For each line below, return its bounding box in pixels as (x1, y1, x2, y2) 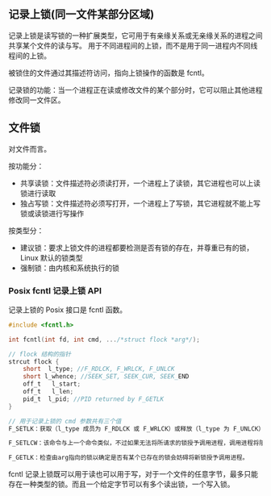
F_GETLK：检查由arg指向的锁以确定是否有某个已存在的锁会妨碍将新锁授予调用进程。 (8, 454, 248, 462)
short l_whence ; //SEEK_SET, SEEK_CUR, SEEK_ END (23, 373, 190, 381)
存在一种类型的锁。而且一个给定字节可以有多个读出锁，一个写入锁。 (8, 479, 235, 490)
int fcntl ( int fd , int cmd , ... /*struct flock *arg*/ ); (8, 336, 200, 344)
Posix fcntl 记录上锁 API (8, 285, 102, 296)
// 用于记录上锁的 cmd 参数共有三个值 (8, 417, 122, 425)
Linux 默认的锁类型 (19, 252, 83, 262)
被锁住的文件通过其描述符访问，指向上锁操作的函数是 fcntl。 (8, 68, 209, 77)
